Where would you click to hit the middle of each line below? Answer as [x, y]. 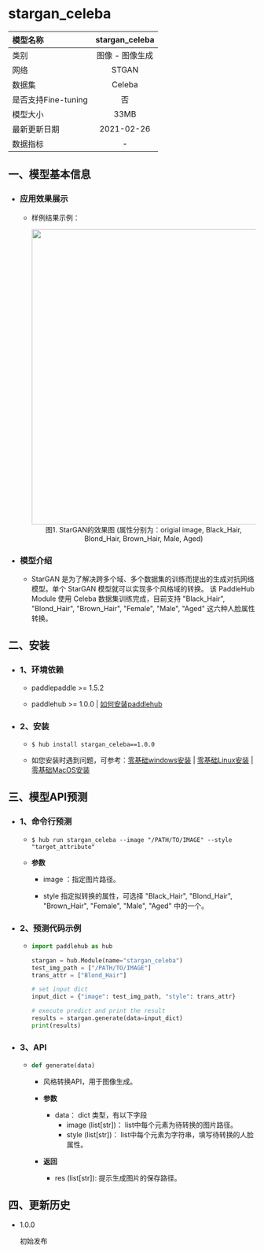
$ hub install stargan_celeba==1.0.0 [93, 744]
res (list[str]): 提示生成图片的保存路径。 [118, 1177]
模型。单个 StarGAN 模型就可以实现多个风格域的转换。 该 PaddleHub [143, 588]
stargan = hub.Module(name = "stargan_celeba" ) [107, 960]
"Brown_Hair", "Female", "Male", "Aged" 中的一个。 [125, 906]
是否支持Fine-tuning [50, 99]
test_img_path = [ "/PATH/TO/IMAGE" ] [91, 968]
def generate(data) [63, 1066]
